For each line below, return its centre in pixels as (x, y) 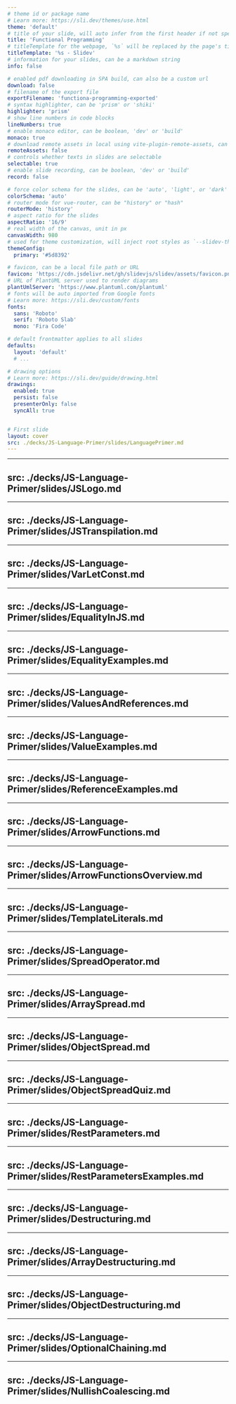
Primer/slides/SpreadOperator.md (84, 961)
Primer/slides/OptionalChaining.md (87, 1348)
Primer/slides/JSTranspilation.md (83, 532)
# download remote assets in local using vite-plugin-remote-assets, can (118, 144)
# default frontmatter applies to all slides (75, 339)
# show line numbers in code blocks (61, 118)
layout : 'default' (41, 352)
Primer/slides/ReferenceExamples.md (93, 789)
